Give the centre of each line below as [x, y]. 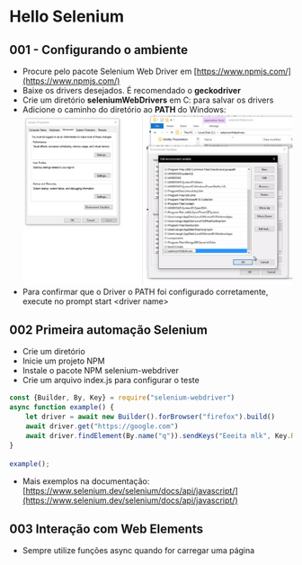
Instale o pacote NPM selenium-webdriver [101, 371]
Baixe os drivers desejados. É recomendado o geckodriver [131, 90]
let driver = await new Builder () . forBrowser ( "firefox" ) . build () [151, 417]
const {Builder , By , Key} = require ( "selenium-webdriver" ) [122, 398]
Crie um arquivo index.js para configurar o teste [111, 381]
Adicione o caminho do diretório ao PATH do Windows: [124, 109]
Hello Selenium [67, 17]
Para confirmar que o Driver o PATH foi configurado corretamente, [145, 292]
